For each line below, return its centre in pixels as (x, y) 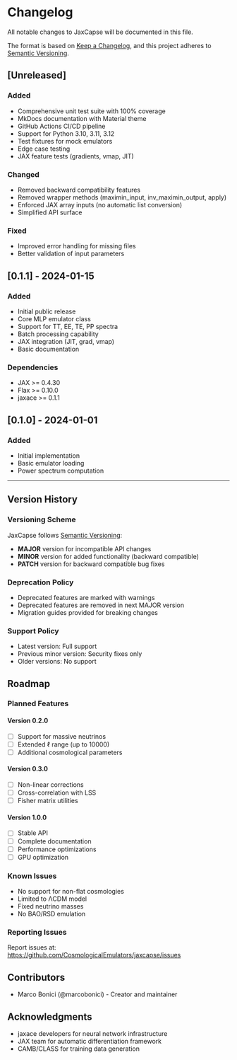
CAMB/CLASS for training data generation (78, 1049)
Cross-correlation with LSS (57, 793)
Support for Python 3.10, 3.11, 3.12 (66, 133)
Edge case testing (44, 149)
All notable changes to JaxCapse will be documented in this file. (101, 32)
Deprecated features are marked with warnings (86, 597)
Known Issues (32, 876)
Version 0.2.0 (28, 721)
